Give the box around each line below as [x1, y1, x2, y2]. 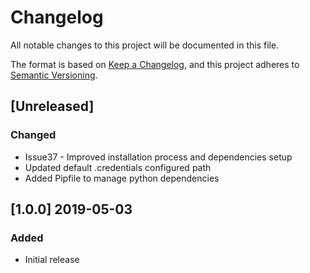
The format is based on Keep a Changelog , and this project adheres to [10, 58, 300, 70]
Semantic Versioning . [10, 69, 98, 81]
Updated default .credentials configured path [24, 161, 212, 173]
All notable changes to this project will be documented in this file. [10, 39, 280, 51]
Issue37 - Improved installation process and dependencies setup [24, 151, 293, 163]
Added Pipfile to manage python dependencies [24, 172, 220, 184]
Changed [10, 128, 57, 142]
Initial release [24, 254, 80, 266]
